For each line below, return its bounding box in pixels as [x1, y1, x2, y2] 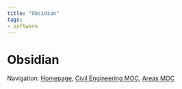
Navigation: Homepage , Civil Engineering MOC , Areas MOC [7, 74, 175, 82]
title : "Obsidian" [7, 10, 60, 17]
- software [7, 22, 38, 29]
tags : [7, 16, 23, 23]
